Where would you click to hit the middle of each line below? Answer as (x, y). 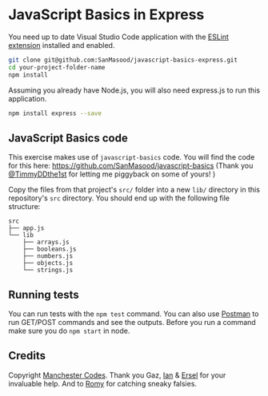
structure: (24, 207)
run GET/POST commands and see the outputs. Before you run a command (132, 323)
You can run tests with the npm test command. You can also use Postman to (134, 314)
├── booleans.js (50, 249)
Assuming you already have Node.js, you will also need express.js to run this (134, 90)
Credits (27, 356)
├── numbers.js (48, 256)
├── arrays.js (46, 242)
